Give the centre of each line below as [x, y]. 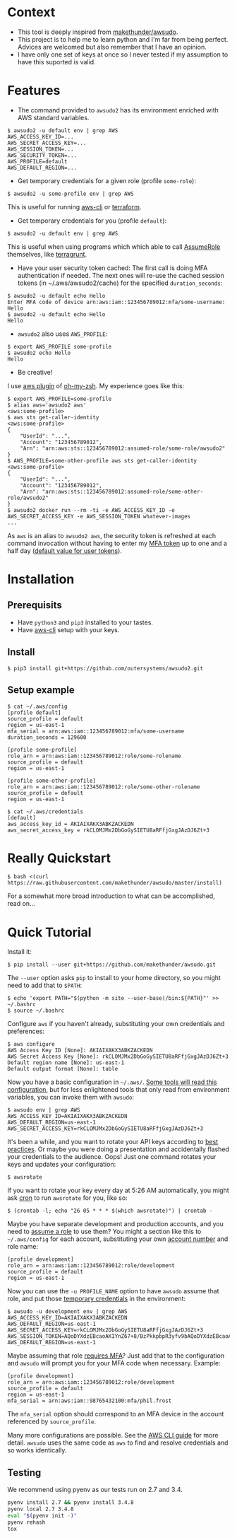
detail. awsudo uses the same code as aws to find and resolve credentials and [118, 1443]
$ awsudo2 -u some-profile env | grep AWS [71, 194]
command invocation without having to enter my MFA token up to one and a [117, 543]
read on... [21, 904]
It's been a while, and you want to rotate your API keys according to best [113, 1142]
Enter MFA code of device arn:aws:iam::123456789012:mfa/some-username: [116, 302]
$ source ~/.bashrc [36, 1011]
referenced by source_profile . [52, 1421]
